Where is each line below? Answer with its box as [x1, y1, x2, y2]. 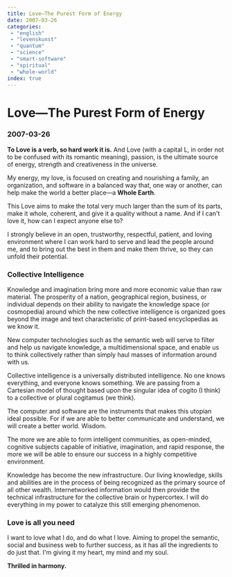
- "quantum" [10, 42, 45, 49]
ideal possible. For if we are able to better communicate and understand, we [7, 414, 225, 423]
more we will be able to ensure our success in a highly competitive [7, 450, 197, 459]
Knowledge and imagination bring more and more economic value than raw [7, 286, 222, 294]
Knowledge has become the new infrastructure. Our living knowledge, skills [7, 471, 223, 480]
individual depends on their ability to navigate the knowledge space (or [7, 300, 210, 309]
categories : [7, 23, 42, 30]
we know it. [7, 323, 40, 331]
